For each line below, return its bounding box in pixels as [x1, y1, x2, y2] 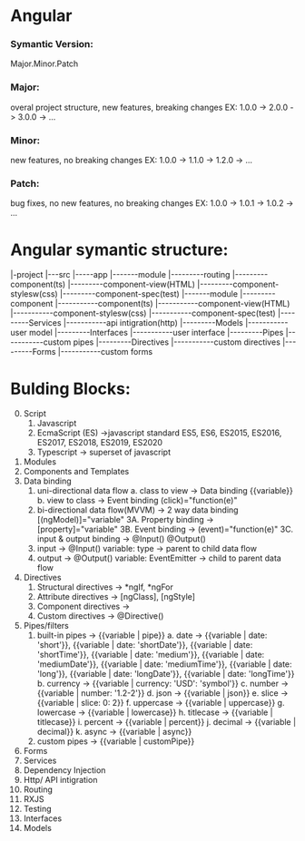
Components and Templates [23, 466, 130, 477]
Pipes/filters [23, 621, 69, 631]
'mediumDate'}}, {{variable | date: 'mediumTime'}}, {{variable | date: [36, 659, 293, 670]
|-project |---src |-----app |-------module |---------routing [10, 269, 231, 280]
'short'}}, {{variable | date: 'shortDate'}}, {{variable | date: [36, 640, 253, 650]
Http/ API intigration [23, 775, 98, 786]
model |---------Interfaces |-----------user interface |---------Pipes [29, 328, 284, 338]
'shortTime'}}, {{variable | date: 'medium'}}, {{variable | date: [36, 650, 265, 660]
